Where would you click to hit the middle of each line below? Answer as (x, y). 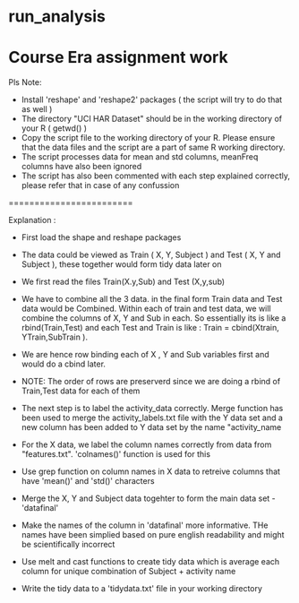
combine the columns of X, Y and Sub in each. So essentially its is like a (154, 318)
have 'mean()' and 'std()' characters (88, 481)
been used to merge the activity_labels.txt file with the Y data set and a (152, 418)
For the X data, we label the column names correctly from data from (146, 444)
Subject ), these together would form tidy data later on (121, 264)
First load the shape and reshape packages (101, 237)
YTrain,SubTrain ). (55, 337)
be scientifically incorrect (68, 545)
